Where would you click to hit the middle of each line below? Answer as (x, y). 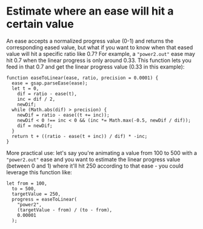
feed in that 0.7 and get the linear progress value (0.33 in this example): (95, 67)
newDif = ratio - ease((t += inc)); (64, 115)
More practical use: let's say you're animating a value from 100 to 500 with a (102, 152)
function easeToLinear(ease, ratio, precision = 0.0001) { (82, 78)
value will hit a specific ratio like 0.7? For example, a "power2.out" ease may (101, 53)
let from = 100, (27, 183)
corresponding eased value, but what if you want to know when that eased (100, 47)
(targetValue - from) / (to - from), (65, 210)
